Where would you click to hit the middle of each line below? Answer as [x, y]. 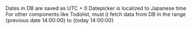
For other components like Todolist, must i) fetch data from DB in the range [96, 14]
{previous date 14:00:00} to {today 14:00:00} [60, 20]
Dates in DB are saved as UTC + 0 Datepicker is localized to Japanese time [96, 8]
